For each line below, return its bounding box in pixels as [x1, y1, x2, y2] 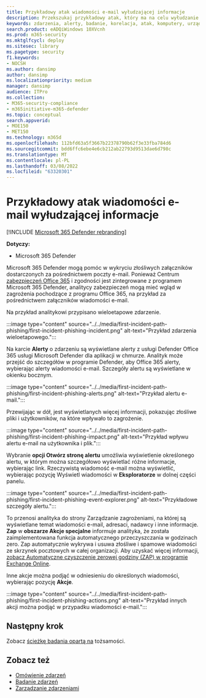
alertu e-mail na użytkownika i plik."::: [6, 440, 101, 447]
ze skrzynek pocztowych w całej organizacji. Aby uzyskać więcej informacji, [6, 547, 199, 554]
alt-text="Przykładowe [140, 496, 198, 504]
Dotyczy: [6, 240, 31, 248]
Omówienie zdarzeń [15, 671, 66, 678]
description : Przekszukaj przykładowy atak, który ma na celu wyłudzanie [6, 15, 199, 21]
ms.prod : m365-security [6, 32, 67, 38]
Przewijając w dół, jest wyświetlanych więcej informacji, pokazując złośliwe [6, 408, 197, 416]
